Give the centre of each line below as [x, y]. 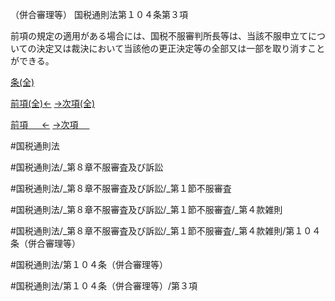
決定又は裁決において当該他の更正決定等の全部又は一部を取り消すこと [181, 48]
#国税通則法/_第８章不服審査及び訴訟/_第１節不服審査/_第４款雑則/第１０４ [166, 231]
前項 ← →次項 [44, 124]
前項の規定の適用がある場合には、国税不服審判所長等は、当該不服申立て [159, 36]
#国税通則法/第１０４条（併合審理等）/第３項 [104, 286]
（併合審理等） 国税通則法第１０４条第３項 [99, 14]
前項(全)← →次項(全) [53, 103]
